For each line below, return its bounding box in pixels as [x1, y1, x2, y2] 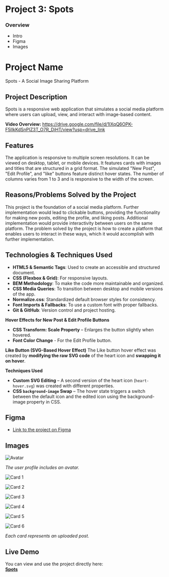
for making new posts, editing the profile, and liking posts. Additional [5, 214, 148, 220]
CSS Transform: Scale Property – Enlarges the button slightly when [12, 326, 154, 332]
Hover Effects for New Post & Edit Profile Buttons [5, 317, 109, 323]
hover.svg [12, 383, 34, 389]
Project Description [5, 92, 68, 101]
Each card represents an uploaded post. [5, 533, 89, 539]
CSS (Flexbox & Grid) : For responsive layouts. [12, 275, 108, 281]
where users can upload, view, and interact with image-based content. [5, 111, 152, 118]
